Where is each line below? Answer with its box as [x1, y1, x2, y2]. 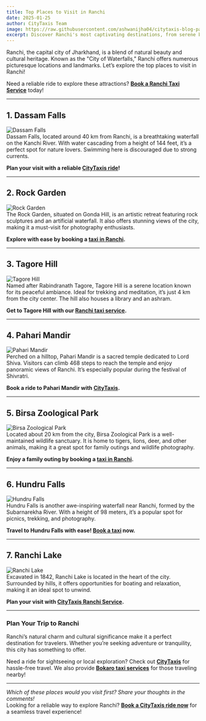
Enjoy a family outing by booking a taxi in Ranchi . [6, 456, 134, 463]
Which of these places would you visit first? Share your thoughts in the [6, 689, 186, 696]
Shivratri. [6, 372, 29, 380]
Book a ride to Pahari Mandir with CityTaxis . [6, 384, 120, 392]
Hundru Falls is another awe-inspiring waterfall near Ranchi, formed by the [6, 502, 195, 509]
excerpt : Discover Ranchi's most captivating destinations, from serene [6, 32, 196, 38]
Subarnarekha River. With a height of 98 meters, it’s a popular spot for [6, 508, 183, 516]
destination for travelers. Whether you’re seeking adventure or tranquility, [6, 639, 192, 647]
